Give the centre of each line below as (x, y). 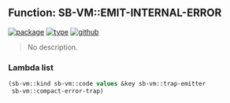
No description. (52, 47)
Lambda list (31, 68)
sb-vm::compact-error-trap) (57, 91)
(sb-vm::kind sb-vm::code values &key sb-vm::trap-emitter (107, 84)
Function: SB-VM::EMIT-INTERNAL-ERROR (115, 13)
